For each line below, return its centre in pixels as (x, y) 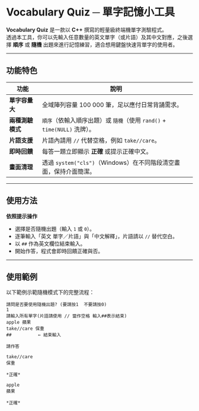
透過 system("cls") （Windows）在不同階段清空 (108, 163)
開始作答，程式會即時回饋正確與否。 (59, 251)
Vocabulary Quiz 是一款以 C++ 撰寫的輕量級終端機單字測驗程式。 (87, 30)
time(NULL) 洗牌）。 (69, 129)
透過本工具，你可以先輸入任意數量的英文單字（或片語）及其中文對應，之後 (97, 37)
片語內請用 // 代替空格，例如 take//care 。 (102, 140)
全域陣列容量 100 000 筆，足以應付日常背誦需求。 (113, 104)
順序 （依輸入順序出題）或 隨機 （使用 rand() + (104, 120)
